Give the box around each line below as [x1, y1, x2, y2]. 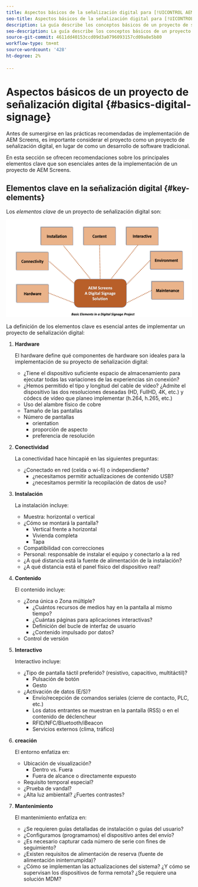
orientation [32, 419, 59, 426]
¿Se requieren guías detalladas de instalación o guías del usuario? [23, 825, 184, 832]
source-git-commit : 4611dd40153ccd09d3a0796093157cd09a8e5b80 [6, 34, 162, 41]
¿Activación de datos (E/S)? [23, 688, 91, 695]
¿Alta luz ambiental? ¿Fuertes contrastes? [23, 791, 125, 798]
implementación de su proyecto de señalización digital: [14, 358, 148, 365]
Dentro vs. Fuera [32, 766, 73, 773]
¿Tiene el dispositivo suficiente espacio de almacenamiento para [23, 369, 181, 376]
